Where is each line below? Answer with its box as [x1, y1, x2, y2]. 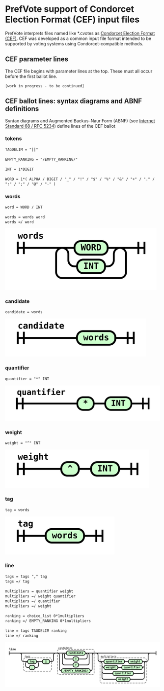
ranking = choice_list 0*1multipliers [5, 613, 84, 618]
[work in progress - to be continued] [5, 83, 84, 88]
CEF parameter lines [5, 55, 69, 64]
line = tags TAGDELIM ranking [5, 628, 67, 633]
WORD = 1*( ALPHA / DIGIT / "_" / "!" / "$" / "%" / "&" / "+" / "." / [5, 177, 155, 182]
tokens [5, 135, 22, 142]
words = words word [5, 215, 45, 220]
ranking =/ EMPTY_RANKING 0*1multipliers [5, 618, 91, 623]
